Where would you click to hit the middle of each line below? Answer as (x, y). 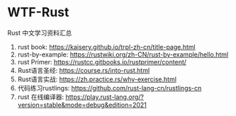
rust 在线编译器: (41, 97)
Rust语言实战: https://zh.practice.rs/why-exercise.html (97, 79)
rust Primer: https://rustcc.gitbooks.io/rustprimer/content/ (102, 62)
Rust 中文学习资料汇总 (40, 33)
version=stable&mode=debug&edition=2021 (82, 105)
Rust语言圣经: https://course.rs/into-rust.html (84, 70)
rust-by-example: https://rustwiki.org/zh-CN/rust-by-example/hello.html (123, 54)
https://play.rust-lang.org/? (105, 97)
